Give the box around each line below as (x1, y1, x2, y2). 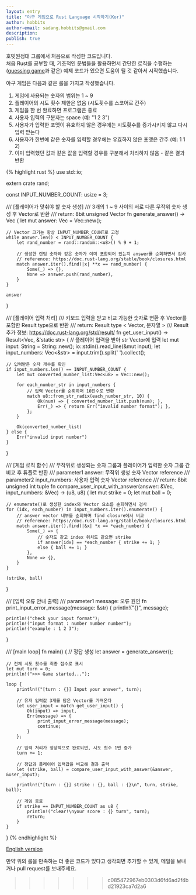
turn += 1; (16, 750, 43, 756)
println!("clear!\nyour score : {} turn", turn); (27, 808, 150, 814)
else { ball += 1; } (37, 545, 87, 550)
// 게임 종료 (16, 798, 44, 804)
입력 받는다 (14, 129, 40, 135)
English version (6, 846, 43, 852)
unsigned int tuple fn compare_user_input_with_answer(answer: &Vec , (6, 483, 174, 490)
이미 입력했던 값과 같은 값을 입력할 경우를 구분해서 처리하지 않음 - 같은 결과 (14, 150, 185, 156)
